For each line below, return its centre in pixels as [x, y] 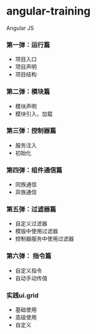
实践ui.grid [22, 295]
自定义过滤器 [31, 223]
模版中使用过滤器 [36, 231]
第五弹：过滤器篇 [31, 210]
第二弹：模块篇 [28, 92]
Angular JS [20, 28]
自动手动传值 [31, 278]
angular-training [49, 11]
